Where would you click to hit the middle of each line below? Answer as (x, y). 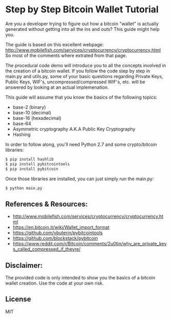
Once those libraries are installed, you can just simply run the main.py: (80, 179)
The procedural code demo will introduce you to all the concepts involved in (85, 65)
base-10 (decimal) (32, 112)
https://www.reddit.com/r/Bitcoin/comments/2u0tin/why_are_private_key (90, 244)
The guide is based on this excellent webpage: (55, 44)
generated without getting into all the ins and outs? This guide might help (83, 29)
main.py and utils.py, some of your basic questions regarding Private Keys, (84, 76)
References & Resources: (47, 204)
